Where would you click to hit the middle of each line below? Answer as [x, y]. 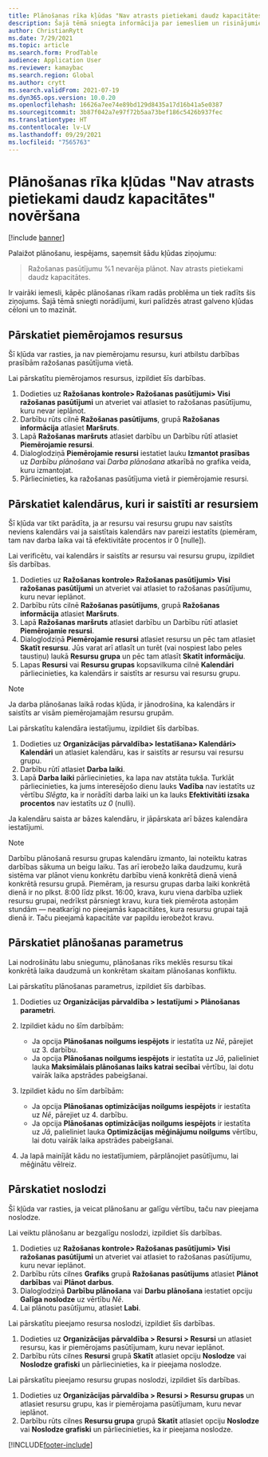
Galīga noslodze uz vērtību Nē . [72, 1299]
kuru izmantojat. [46, 470]
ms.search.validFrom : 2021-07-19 [64, 90]
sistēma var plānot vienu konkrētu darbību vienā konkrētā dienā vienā [123, 875]
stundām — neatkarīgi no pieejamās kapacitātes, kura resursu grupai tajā [128, 910]
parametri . [37, 1010]
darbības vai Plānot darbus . [67, 1282]
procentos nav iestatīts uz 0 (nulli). [77, 803]
